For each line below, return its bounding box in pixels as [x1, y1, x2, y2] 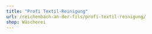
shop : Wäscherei [6, 19, 46, 25]
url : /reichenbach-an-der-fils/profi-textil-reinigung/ [6, 14, 146, 20]
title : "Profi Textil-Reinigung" [6, 8, 88, 14]
